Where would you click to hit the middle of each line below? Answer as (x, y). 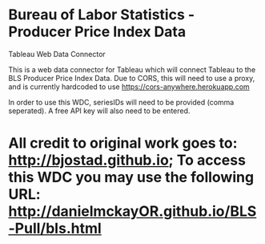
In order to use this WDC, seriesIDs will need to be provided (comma (121, 102)
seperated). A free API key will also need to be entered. (99, 111)
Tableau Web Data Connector (57, 54)
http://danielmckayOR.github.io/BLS (132, 211)
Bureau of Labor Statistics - (102, 15)
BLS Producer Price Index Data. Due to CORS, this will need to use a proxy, (132, 78)
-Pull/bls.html (55, 228)
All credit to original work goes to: (123, 143)
